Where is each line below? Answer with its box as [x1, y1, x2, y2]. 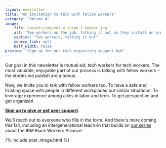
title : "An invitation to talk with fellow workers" [5, 12, 116, 17]
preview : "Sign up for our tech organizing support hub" [5, 48, 125, 53]
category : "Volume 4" [5, 16, 50, 21]
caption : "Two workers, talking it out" [14, 35, 98, 40]
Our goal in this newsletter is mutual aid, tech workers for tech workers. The [5, 62, 160, 68]
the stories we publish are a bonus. [5, 73, 77, 78]
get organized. [5, 98, 35, 104]
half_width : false [14, 44, 52, 49]
